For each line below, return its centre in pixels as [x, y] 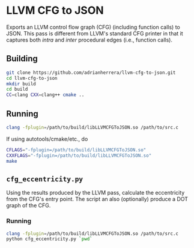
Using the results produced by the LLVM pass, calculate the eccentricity [95, 193]
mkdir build [21, 84]
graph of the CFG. [29, 205]
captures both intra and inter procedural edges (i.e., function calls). [89, 40]
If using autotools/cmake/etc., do [47, 139]
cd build [17, 89]
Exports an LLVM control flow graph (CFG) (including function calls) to [93, 27]
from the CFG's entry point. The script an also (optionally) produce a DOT [97, 199]
